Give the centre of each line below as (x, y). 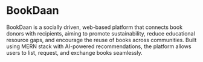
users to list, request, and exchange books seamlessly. (75, 52)
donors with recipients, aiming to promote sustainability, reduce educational (101, 33)
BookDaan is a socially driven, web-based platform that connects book (95, 27)
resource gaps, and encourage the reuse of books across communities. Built (101, 40)
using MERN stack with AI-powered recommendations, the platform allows (99, 46)
